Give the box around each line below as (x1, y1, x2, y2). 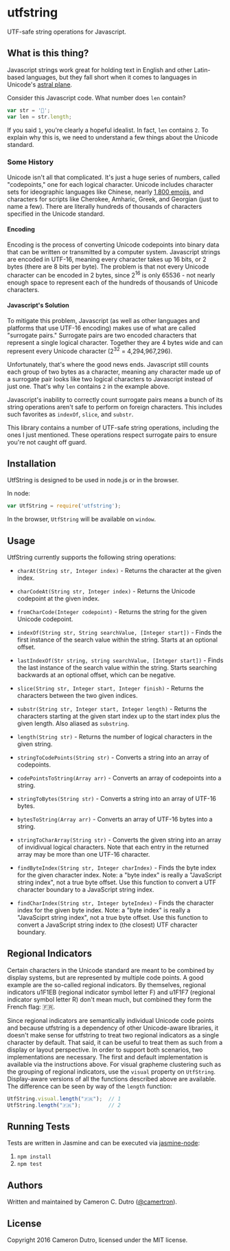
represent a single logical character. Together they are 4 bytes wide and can (7, 338, 223, 346)
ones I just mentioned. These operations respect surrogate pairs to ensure (7, 431, 218, 439)
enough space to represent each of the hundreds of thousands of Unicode (7, 278, 218, 286)
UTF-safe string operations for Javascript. (7, 27, 127, 36)
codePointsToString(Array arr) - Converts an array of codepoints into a (16, 774, 222, 782)
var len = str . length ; (7, 113, 72, 120)
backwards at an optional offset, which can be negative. (16, 671, 176, 679)
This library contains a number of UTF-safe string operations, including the (7, 423, 220, 431)
